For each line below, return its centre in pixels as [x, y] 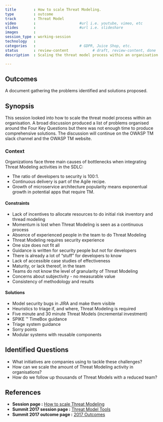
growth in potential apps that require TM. [53, 192]
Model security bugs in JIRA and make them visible [64, 303]
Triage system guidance [36, 324]
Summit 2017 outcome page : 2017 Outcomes [59, 415]
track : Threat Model [35, 19]
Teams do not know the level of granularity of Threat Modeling [75, 271]
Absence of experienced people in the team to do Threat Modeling [79, 235]
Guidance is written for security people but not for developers [74, 250]
